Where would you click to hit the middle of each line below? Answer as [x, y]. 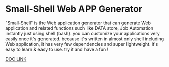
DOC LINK [16, 59]
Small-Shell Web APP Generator [74, 9]
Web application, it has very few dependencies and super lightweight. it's [82, 44]
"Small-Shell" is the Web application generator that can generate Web [78, 23]
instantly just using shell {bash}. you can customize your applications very [83, 33]
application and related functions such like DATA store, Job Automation [79, 28]
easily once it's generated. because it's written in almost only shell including [85, 39]
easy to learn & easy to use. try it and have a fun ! [57, 49]
